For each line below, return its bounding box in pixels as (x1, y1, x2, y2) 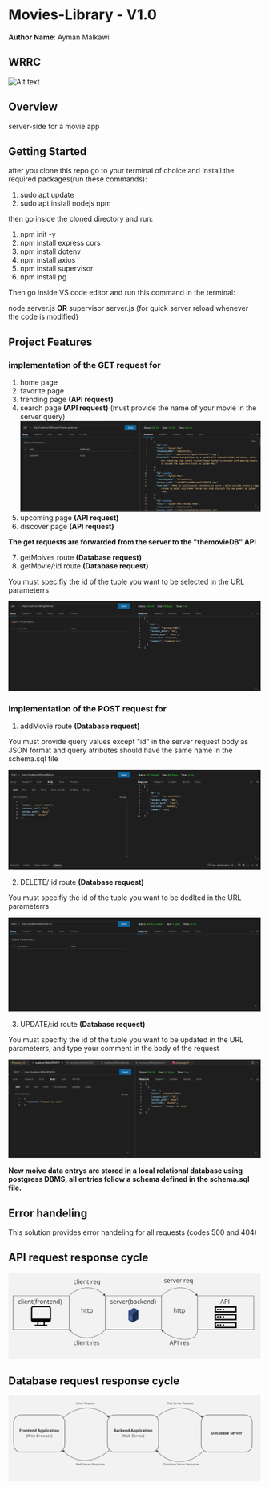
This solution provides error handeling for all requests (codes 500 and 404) (8, 1227, 258, 1237)
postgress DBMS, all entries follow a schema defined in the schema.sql (8, 1175, 250, 1184)
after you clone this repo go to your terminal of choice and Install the (8, 166, 235, 176)
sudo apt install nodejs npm (19, 198, 111, 208)
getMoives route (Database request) (19, 552, 143, 562)
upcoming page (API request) (19, 512, 119, 523)
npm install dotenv (19, 246, 82, 256)
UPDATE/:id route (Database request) (19, 1019, 146, 1029)
